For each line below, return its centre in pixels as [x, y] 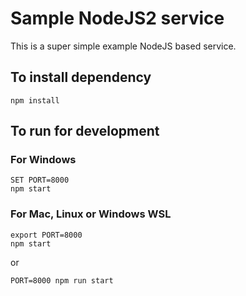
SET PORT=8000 [40, 180]
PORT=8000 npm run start [62, 280]
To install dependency [81, 77]
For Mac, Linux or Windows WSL [91, 214]
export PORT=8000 [46, 235]
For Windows [43, 160]
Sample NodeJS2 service [117, 18]
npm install [35, 100]
